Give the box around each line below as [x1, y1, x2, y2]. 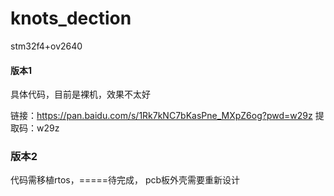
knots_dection [10, 7, 132, 30]
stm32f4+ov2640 [10, 40, 83, 52]
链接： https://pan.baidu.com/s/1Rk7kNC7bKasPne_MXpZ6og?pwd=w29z [10, 110, 313, 122]
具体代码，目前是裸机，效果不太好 [10, 88, 151, 101]
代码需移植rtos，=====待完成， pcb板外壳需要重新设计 [10, 174, 241, 186]
